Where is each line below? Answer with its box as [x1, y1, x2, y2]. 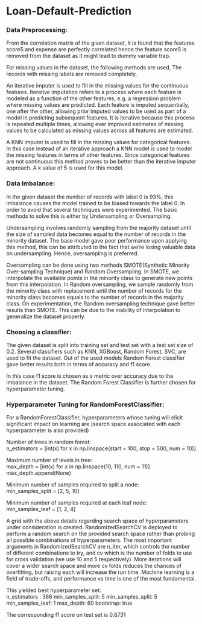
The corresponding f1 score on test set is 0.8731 [6, 611, 126, 619]
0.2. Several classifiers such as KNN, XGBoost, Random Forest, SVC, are [6, 348, 186, 355]
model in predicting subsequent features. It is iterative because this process [6, 114, 195, 121]
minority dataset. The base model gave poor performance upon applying [6, 237, 187, 244]
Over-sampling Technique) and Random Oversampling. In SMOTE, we [6, 267, 180, 275]
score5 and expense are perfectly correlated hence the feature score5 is [6, 46, 187, 53]
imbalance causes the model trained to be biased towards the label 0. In [6, 199, 185, 206]
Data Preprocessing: [6, 26, 68, 34]
